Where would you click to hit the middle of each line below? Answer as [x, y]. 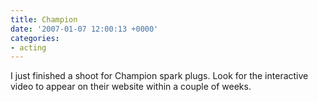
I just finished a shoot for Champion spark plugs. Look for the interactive [159, 76]
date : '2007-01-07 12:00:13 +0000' [84, 29]
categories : [35, 38]
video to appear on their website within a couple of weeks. [131, 87]
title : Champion [44, 19]
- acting [28, 47]
